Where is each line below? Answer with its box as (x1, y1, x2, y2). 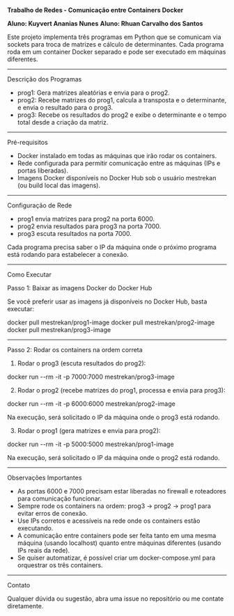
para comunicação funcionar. (17, 494, 102, 503)
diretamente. (7, 602, 44, 610)
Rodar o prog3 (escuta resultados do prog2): (17, 359, 146, 368)
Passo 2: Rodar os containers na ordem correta (7, 346, 143, 354)
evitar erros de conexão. (17, 510, 88, 517)
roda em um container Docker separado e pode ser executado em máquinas (7, 48, 226, 56)
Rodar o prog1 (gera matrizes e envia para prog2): (17, 427, 161, 434)
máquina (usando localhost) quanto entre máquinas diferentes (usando (17, 539, 221, 547)
